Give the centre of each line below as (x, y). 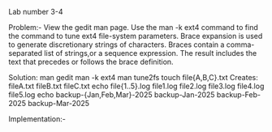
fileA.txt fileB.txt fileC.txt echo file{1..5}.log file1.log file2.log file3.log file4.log (136, 86)
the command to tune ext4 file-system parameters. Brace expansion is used (136, 36)
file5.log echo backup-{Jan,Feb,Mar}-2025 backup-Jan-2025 (112, 95)
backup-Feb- (239, 95)
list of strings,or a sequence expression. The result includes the (151, 53)
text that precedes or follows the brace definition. (91, 62)
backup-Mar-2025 (59, 103)
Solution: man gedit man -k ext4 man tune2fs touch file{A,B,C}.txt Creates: (133, 77)
